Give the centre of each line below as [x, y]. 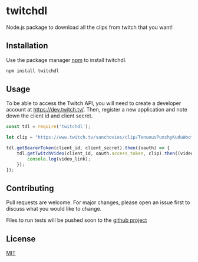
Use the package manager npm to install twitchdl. [66, 60]
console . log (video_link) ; [59, 159]
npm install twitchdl [33, 71]
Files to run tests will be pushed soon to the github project [77, 220]
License [21, 239]
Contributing [30, 188]
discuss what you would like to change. [54, 209]
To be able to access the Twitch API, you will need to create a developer [94, 103]
